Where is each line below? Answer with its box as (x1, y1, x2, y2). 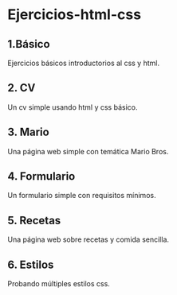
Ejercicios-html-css (7, 6, 141, 24)
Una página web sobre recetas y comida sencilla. (7, 235, 169, 244)
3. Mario (7, 126, 49, 139)
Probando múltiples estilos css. (7, 279, 111, 289)
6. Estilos (7, 258, 54, 271)
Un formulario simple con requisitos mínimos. (7, 191, 156, 200)
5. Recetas (7, 213, 61, 227)
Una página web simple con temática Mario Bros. (7, 146, 169, 156)
